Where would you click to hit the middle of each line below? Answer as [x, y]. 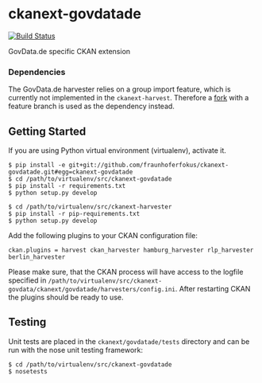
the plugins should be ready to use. [66, 297]
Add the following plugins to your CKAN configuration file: [103, 236]
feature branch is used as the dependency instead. [91, 106]
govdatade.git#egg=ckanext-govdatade [71, 172]
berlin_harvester [37, 257]
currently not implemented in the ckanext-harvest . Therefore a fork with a [129, 98]
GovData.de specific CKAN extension [69, 51]
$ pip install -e [37, 165]
